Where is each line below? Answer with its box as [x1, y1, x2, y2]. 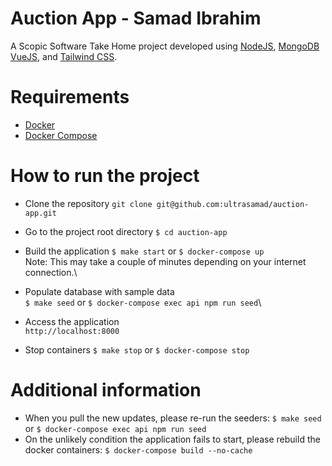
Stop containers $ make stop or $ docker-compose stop [24, 343, 250, 356]
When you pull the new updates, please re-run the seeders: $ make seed [24, 412, 322, 424]
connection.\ [24, 266, 78, 278]
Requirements [10, 86, 130, 109]
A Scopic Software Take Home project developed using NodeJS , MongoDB [10, 40, 320, 52]
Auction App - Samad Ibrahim [10, 7, 262, 30]
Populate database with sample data [24, 285, 175, 297]
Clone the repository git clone [24, 197, 153, 209]
